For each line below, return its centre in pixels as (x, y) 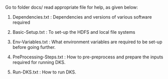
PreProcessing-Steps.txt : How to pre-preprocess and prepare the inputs (88, 57)
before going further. (34, 47)
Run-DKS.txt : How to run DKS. (44, 72)
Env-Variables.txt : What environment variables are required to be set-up (87, 42)
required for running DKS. (39, 62)
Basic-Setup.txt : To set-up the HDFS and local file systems (74, 32)
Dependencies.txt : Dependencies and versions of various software (82, 17)
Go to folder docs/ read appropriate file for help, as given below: (72, 7)
